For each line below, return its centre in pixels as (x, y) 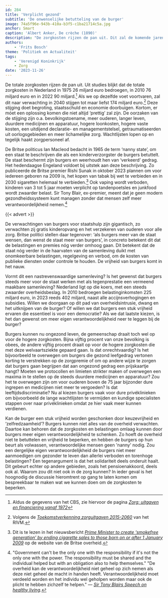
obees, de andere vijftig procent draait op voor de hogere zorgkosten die (80, 345)
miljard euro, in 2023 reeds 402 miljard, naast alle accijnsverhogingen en (80, 297)
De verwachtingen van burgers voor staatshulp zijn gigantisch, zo (73, 224)
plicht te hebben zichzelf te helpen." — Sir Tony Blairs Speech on (79, 584)
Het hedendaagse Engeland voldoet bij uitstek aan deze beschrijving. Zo (80, 166)
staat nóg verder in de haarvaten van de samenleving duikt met (70, 250)
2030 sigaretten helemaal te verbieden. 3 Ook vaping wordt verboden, (77, 182)
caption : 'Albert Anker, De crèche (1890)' (51, 33)
